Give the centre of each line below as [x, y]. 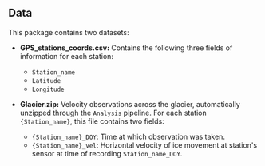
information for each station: [67, 56]
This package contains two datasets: [69, 32]
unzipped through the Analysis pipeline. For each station [113, 113]
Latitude [46, 81]
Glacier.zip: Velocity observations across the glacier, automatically [130, 104]
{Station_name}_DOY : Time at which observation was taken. [129, 136]
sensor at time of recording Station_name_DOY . [107, 153]
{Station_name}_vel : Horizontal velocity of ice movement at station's [144, 145]
